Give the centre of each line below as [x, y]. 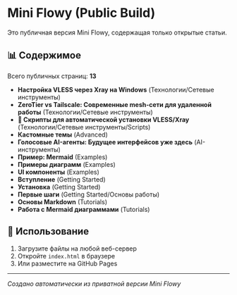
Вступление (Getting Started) [61, 179]
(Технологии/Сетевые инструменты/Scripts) [84, 127]
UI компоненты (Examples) [59, 172]
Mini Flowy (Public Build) [81, 13]
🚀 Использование [48, 231]
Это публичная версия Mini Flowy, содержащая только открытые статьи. [117, 32]
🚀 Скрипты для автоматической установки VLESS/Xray [103, 119]
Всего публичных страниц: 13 [52, 76]
